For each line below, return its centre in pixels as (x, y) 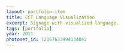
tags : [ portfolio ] (29, 28)
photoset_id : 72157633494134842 (46, 39)
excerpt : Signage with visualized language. (63, 23)
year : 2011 (20, 34)
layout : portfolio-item (36, 12)
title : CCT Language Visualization (51, 17)
